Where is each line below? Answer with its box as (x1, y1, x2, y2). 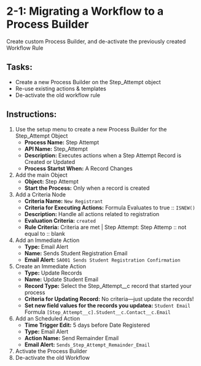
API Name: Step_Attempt (24, 145, 88, 152)
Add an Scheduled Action (15, 314, 81, 322)
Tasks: (6, 62, 33, 72)
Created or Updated (24, 158, 76, 165)
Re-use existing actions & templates (15, 85, 106, 92)
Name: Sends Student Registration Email (24, 249, 128, 257)
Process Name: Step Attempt (24, 138, 100, 146)
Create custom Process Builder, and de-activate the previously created (6, 37, 186, 45)
